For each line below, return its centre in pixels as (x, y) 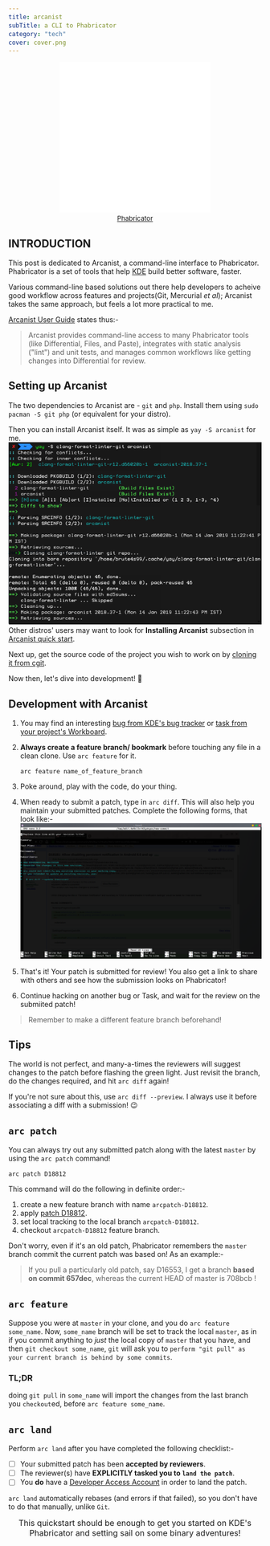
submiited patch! (48, 1004)
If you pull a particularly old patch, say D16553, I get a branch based (141, 1270)
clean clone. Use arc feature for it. (78, 756)
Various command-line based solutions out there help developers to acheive (135, 287)
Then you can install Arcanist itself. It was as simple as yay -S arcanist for (132, 429)
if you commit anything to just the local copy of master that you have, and (129, 1340)
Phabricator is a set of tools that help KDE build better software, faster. (125, 271)
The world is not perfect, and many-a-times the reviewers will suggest (125, 1064)
